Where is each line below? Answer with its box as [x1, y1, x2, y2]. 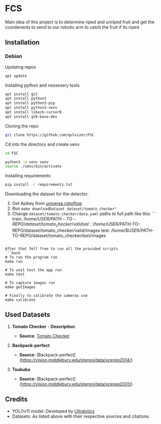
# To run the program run [5, 255, 57, 259]
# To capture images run [5, 280, 55, 285]
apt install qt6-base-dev [5, 114, 57, 119]
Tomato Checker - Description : [12, 323, 76, 329]
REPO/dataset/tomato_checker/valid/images [12, 227, 100, 233]
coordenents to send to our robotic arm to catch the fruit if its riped [5, 24, 139, 30]
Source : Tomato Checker [19, 333, 70, 339]
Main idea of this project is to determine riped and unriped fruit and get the [5, 19, 155, 25]
